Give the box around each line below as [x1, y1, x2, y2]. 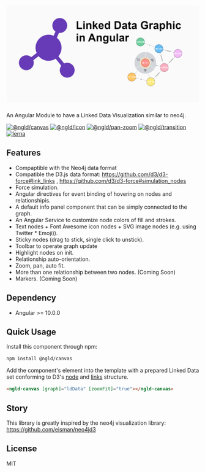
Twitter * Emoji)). [15, 229, 58, 236]
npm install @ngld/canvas [6, 355, 72, 362]
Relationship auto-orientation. [15, 255, 91, 263]
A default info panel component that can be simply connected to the [15, 203, 188, 211]
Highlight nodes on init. [15, 249, 74, 256]
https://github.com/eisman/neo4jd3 [6, 425, 96, 433]
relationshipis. [15, 196, 51, 204]
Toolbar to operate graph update [15, 242, 98, 250]
